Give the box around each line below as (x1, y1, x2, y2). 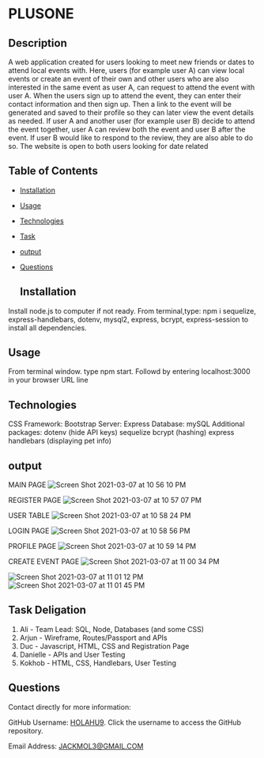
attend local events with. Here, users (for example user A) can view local (8, 66, 245, 75)
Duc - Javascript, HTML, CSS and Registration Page (19, 641, 190, 650)
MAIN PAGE (8, 480, 47, 489)
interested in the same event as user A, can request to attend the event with (8, 82, 255, 92)
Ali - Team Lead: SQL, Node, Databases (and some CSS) (19, 624, 204, 634)
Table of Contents (8, 164, 99, 178)
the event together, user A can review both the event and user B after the (8, 124, 247, 134)
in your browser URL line (8, 375, 89, 385)
